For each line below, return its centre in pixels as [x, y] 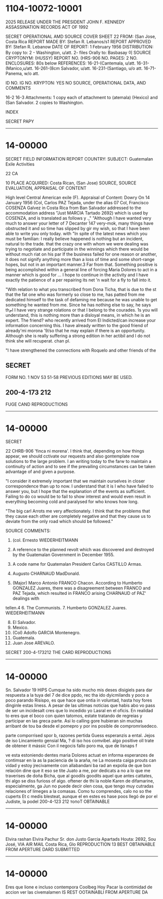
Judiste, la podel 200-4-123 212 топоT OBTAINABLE [58, 801]
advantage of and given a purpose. [40, 472]
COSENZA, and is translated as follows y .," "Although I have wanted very [78, 218]
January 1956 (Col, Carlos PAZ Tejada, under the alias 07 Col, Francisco [77, 202]
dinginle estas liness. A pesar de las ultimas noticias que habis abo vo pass [80, 705]
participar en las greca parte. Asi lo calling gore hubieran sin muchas [74, 721]
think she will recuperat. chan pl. [38, 341]
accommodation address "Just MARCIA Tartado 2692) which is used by [77, 213]
